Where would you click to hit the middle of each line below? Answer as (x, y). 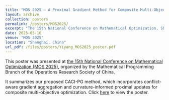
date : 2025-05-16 (23, 33)
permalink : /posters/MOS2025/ (37, 24)
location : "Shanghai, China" (36, 42)
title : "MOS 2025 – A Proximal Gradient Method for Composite (72, 10)
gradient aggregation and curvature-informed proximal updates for (88, 87)
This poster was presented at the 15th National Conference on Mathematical (84, 61)
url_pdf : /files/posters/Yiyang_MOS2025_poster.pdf (60, 47)
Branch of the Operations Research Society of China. (60, 72)
